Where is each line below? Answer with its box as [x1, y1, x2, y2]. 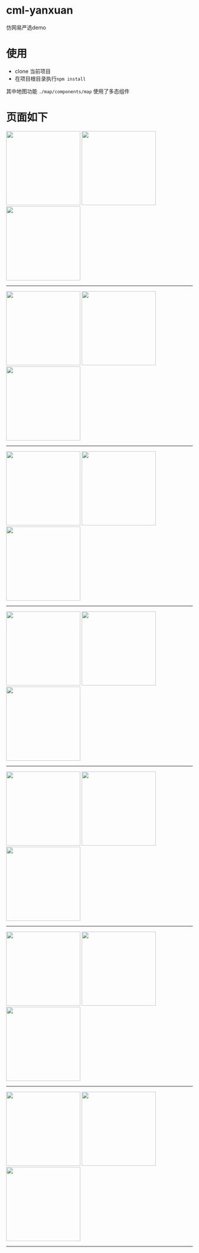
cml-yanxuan [6, 4, 73, 17]
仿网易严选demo [6, 24, 46, 31]
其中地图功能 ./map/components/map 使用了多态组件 [6, 87, 130, 95]
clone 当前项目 [14, 68, 51, 75]
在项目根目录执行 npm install [14, 75, 86, 82]
